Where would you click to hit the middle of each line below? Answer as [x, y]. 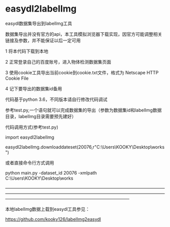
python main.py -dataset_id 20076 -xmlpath [51, 173]
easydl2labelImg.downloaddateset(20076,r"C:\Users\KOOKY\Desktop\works [85, 147]
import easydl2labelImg [30, 137]
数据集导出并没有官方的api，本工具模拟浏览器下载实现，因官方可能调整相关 [84, 34]
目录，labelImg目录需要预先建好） [41, 116]
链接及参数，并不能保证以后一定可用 [43, 40]
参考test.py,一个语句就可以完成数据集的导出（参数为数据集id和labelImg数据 [83, 110]
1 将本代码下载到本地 [27, 51]
